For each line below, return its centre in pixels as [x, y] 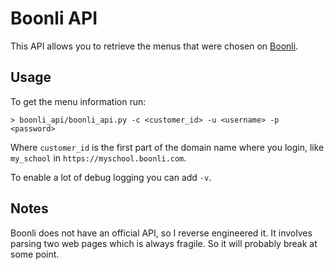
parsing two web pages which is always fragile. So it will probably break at [164, 243]
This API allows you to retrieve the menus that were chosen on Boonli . [154, 46]
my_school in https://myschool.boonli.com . [98, 158]
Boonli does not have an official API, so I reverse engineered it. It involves [161, 233]
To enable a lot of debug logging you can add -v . [111, 177]
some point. [35, 254]
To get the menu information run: [78, 101]
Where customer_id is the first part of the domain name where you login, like [167, 147]
